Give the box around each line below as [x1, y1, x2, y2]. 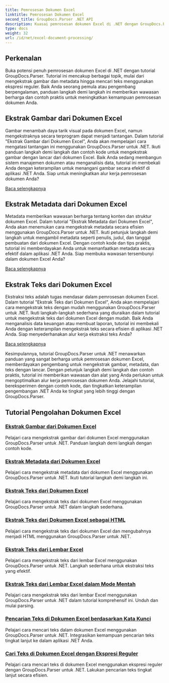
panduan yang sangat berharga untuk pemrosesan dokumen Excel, [5, 356, 144, 362]
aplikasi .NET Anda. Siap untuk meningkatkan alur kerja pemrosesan [5, 170, 147, 176]
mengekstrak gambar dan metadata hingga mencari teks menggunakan [5, 78, 153, 84]
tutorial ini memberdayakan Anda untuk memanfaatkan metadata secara [5, 245, 155, 252]
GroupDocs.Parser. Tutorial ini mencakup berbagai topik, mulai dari [5, 72, 144, 79]
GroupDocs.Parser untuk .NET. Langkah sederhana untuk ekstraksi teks [5, 563, 154, 569]
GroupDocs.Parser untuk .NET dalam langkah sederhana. [5, 504, 124, 510]
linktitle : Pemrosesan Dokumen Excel [5, 12, 84, 17]
